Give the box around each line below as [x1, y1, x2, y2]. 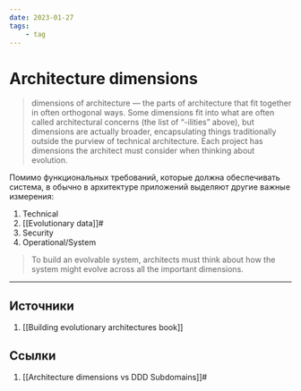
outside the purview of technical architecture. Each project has [30, 136, 263, 147]
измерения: [9, 191, 55, 202]
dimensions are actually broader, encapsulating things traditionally [30, 126, 277, 137]
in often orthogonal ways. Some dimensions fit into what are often [30, 107, 275, 118]
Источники [9, 298, 74, 313]
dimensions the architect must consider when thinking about [30, 145, 255, 157]
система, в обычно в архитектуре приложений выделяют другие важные [9, 182, 291, 192]
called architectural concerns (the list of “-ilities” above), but [30, 117, 254, 128]
